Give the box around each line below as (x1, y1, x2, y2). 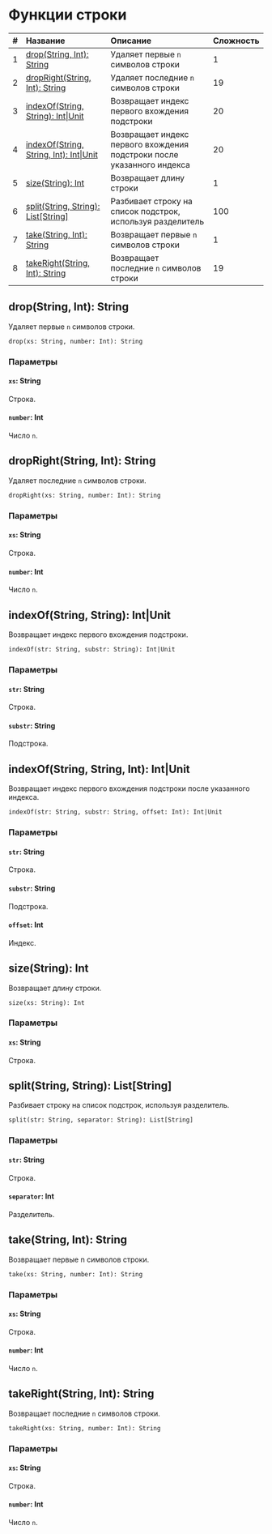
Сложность (213, 35, 260, 46)
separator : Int (8, 1191, 55, 1201)
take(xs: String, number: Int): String (8, 1270, 143, 1278)
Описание (110, 35, 152, 46)
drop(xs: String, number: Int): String (8, 337, 143, 345)
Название (25, 35, 66, 46)
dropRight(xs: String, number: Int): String (8, 491, 161, 499)
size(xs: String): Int (8, 998, 85, 1006)
